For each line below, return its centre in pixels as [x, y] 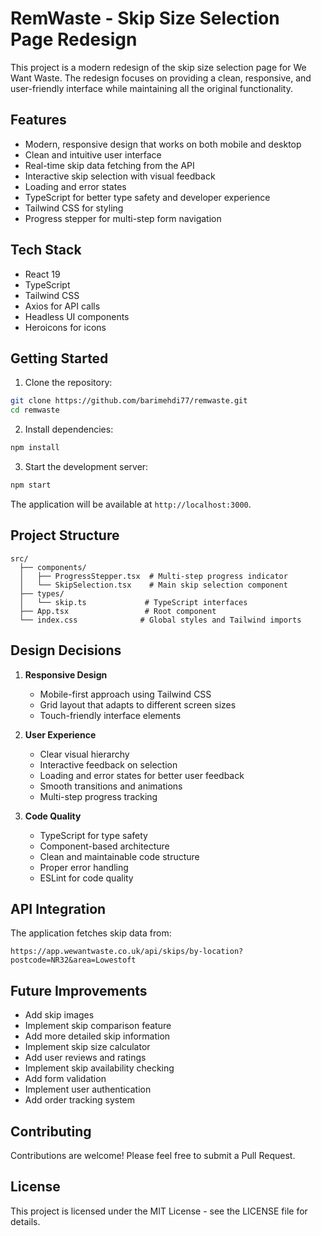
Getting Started [59, 358]
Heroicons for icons [65, 327]
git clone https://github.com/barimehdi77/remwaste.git [129, 401]
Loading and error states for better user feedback [142, 775]
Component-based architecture [104, 846]
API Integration [58, 908]
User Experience [60, 734]
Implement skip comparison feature [98, 1026]
